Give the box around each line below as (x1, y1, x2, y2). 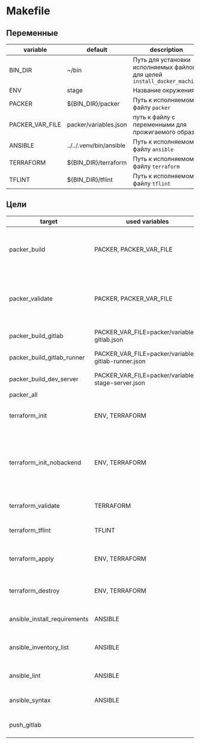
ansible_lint (9, 671, 41, 680)
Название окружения (133, 86, 195, 94)
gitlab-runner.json (94, 356, 146, 365)
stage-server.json (94, 379, 145, 387)
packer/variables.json (67, 120, 127, 129)
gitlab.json (94, 335, 124, 343)
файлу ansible (133, 145, 174, 153)
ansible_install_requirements (9, 615, 89, 623)
